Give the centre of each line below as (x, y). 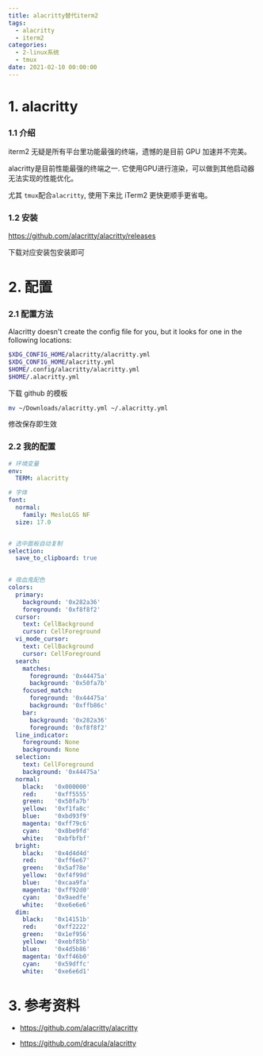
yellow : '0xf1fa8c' (56, 809)
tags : (17, 23)
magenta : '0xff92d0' (56, 890)
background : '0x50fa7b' (69, 684)
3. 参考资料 (44, 1006)
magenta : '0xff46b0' (56, 956)
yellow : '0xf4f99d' (56, 875)
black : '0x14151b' (56, 919)
